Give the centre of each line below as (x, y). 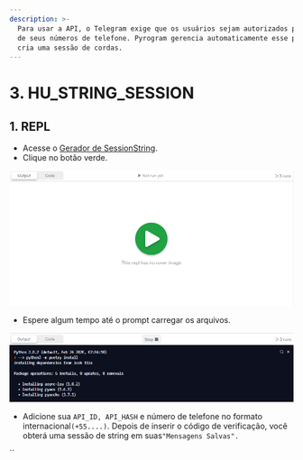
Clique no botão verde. (65, 158)
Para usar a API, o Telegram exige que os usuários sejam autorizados (153, 28)
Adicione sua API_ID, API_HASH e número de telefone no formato (142, 416)
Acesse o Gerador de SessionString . (90, 148)
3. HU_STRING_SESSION (102, 93)
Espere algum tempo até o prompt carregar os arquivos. (127, 320)
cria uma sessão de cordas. (70, 48)
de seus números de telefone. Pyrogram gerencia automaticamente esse (153, 38)
